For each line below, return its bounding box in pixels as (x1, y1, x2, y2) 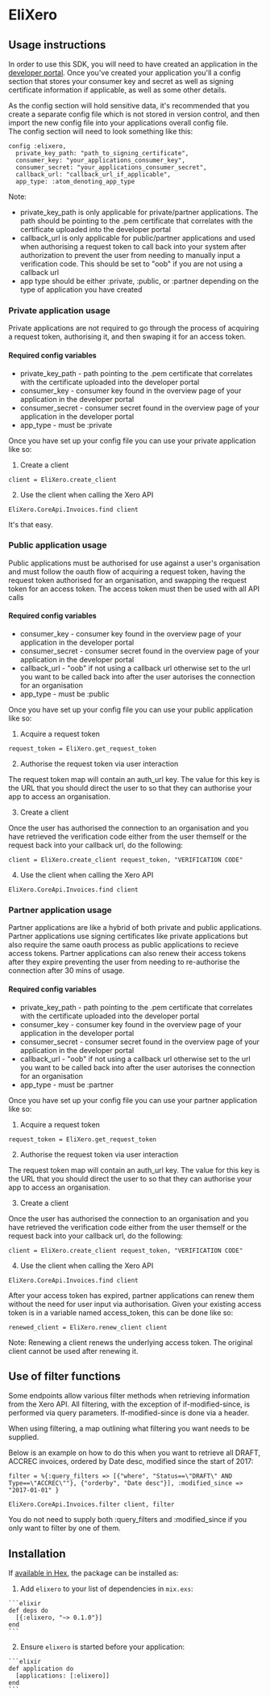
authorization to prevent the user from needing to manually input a (19, 251, 240, 260)
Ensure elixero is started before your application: (19, 1642, 185, 1652)
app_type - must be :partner (19, 1080, 114, 1089)
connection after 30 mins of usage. (8, 966, 125, 975)
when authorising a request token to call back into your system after (19, 242, 247, 252)
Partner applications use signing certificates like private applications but (8, 932, 248, 941)
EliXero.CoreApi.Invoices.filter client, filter (8, 1500, 175, 1509)
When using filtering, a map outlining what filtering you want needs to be (8, 1423, 250, 1433)
